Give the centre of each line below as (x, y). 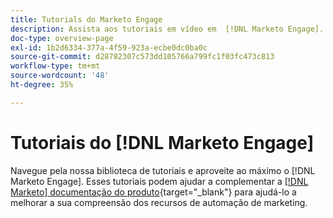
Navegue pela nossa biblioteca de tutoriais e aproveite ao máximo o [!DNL (163, 170)
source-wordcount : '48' (60, 76)
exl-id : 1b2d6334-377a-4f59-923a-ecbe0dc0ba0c (109, 47)
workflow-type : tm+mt (55, 66)
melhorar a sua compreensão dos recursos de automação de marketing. (159, 202)
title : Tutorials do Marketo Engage (86, 19)
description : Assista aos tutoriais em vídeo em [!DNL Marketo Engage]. (167, 29)
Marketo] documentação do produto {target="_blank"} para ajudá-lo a (153, 192)
